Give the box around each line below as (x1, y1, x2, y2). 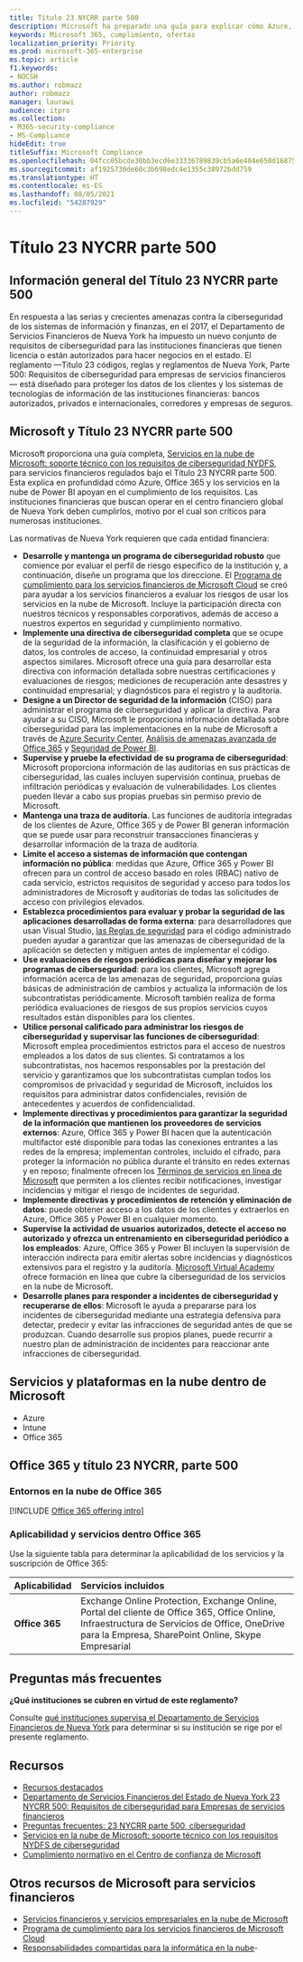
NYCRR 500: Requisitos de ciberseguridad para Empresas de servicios (22, 1801, 286, 1812)
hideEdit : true (9, 139, 67, 148)
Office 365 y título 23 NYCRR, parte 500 (9, 1457, 239, 1473)
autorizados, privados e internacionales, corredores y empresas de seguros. (9, 397, 293, 408)
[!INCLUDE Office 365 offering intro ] (9, 1505, 144, 1516)
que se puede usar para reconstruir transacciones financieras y (22, 829, 259, 839)
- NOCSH (9, 72, 39, 81)
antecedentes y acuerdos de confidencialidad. (22, 1098, 196, 1109)
